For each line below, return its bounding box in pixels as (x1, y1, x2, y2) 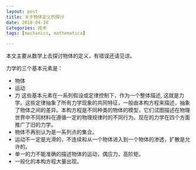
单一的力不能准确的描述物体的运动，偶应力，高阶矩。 (14, 151, 144, 158)
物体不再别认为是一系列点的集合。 (14, 128, 98, 135)
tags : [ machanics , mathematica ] (6, 30, 85, 36)
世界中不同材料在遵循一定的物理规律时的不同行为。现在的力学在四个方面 (14, 114, 190, 121)
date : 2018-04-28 (6, 19, 49, 25)
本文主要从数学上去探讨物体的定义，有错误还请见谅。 (6, 52, 135, 59)
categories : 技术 (6, 25, 47, 31)
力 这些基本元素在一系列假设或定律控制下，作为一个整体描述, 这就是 (14, 92, 180, 99)
